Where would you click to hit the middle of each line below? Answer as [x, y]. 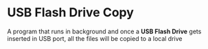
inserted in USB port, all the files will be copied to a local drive [95, 38]
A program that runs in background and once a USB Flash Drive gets [104, 31]
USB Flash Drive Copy [70, 13]
